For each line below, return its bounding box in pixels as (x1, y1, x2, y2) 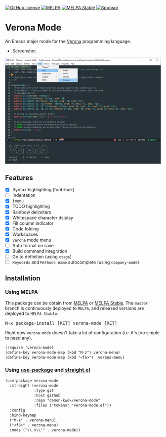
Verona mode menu (12, 237, 51, 243)
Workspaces (12, 231, 38, 237)
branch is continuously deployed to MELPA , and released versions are (5, 305, 144, 311)
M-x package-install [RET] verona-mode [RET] (5, 320, 118, 326)
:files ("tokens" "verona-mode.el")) (34, 403, 112, 408)
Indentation (12, 192, 36, 198)
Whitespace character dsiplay (12, 215, 73, 220)
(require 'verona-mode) (5, 345, 54, 350)
